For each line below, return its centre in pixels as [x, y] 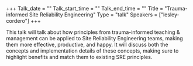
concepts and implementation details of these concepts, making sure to [92, 51]
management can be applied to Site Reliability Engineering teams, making [94, 38]
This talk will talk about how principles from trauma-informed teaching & [93, 32]
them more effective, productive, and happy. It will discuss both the [87, 44]
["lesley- [169, 15]
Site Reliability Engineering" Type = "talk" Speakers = [93, 15]
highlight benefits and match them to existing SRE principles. [79, 57]
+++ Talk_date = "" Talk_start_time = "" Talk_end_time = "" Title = [85, 8]
